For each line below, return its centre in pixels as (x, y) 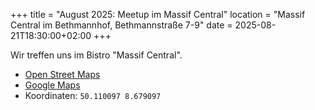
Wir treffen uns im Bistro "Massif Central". (96, 55)
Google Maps (52, 85)
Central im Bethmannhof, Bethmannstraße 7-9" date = (121, 25)
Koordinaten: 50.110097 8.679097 (93, 95)
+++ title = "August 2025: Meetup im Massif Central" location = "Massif (158, 14)
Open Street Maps (62, 74)
